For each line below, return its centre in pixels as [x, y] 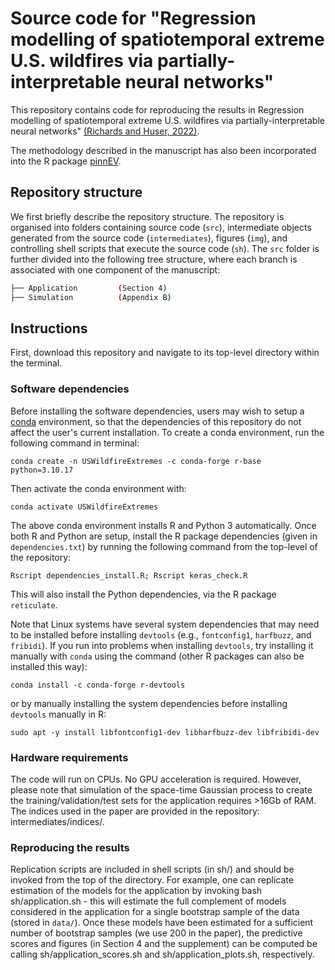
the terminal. [36, 363]
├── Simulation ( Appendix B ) [91, 297]
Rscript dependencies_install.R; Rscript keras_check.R [129, 575]
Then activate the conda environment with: [98, 488]
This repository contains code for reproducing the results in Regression [157, 109]
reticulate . [34, 604]
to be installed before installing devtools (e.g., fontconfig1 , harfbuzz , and [161, 634]
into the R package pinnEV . [66, 161]
